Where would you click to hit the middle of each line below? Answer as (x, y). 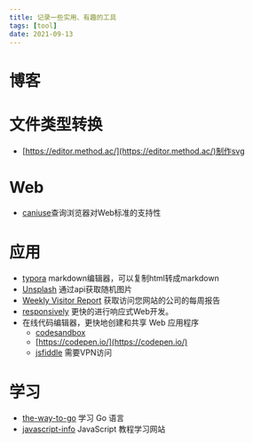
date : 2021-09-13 (41, 34)
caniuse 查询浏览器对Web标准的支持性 (91, 213)
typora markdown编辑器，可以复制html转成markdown (120, 278)
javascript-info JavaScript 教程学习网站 (94, 429)
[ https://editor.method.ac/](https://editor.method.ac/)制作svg (134, 151)
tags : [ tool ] (33, 26)
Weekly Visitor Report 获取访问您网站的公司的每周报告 (121, 301)
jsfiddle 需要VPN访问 (74, 352)
